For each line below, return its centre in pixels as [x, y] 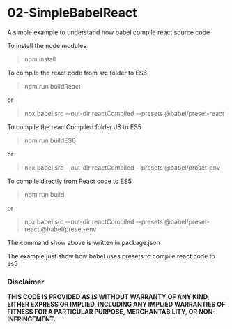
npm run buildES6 [50, 140]
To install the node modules [47, 45]
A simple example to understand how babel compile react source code [109, 32]
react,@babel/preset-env [60, 229]
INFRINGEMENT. [32, 319]
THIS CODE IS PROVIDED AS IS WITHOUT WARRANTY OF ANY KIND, [108, 297]
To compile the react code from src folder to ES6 [77, 73]
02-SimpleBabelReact [72, 13]
